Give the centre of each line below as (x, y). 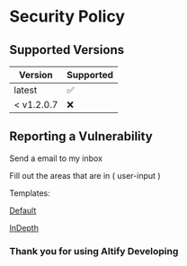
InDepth (24, 227)
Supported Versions (67, 50)
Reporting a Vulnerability (81, 137)
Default (23, 210)
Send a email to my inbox (56, 158)
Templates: (30, 193)
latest (26, 90)
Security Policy (67, 17)
